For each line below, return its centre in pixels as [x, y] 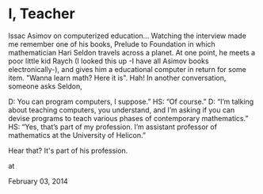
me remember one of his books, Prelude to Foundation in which [112, 44]
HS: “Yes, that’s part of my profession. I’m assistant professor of [113, 127]
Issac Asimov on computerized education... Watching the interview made [128, 36]
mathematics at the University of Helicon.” [77, 135]
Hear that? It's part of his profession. [68, 150]
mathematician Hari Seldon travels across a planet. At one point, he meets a [132, 52]
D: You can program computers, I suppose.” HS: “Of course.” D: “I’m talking [131, 101]
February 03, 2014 [38, 181]
